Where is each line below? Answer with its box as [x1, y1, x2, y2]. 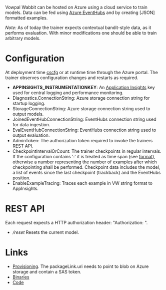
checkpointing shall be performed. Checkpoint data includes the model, [12, 164, 160, 170]
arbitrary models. [5, 35, 41, 41]
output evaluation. [12, 132, 50, 138]
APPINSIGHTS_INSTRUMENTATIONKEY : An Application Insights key [12, 84, 155, 90]
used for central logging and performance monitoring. [12, 90, 123, 96]
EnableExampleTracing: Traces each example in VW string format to [12, 180, 152, 186]
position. [12, 175, 31, 181]
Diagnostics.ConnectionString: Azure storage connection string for [12, 95, 150, 101]
